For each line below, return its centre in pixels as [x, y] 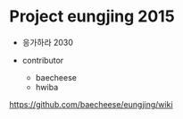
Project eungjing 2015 [92, 17]
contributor [43, 60]
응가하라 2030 [48, 42]
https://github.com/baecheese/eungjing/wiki [91, 104]
